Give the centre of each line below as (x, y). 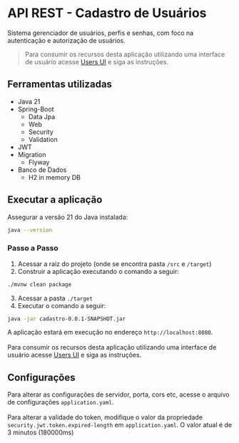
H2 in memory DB (54, 177)
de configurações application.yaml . (61, 402)
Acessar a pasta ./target (55, 298)
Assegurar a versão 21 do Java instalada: (68, 217)
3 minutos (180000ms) (41, 432)
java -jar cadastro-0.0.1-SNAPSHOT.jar (67, 319)
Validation (43, 139)
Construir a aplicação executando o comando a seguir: (98, 271)
